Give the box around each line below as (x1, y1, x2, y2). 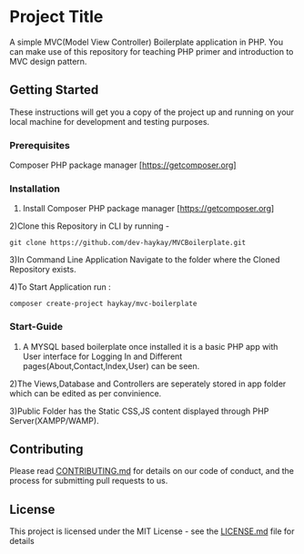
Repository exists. (9, 264, 76, 275)
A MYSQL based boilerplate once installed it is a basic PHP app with (22, 341, 279, 352)
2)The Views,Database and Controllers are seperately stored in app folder (9, 378, 287, 389)
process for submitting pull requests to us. (9, 476, 168, 487)
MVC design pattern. (9, 56, 87, 67)
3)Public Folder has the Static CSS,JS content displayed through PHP (9, 405, 269, 416)
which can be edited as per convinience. (9, 387, 162, 398)
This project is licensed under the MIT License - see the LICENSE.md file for (9, 526, 295, 537)
